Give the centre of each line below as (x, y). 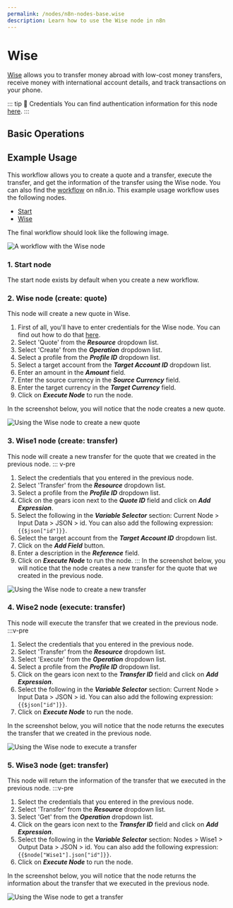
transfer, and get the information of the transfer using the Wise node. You (114, 182)
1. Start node (29, 264)
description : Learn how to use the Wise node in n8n (86, 21)
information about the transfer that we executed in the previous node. (108, 883)
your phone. (25, 90)
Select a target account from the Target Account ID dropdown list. (114, 365)
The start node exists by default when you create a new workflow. (103, 280)
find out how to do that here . (59, 335)
